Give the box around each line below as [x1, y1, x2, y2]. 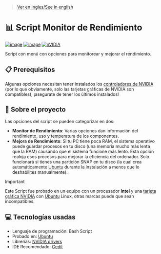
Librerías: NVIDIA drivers [12, 238, 62, 245]
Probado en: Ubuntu [12, 234, 53, 239]
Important [5, 179, 25, 184]
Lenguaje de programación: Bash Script [12, 228, 92, 234]
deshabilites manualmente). [12, 169, 68, 175]
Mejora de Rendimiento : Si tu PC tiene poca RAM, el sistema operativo [12, 138, 155, 144]
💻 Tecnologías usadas [5, 213, 76, 221]
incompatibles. [5, 198, 35, 204]
